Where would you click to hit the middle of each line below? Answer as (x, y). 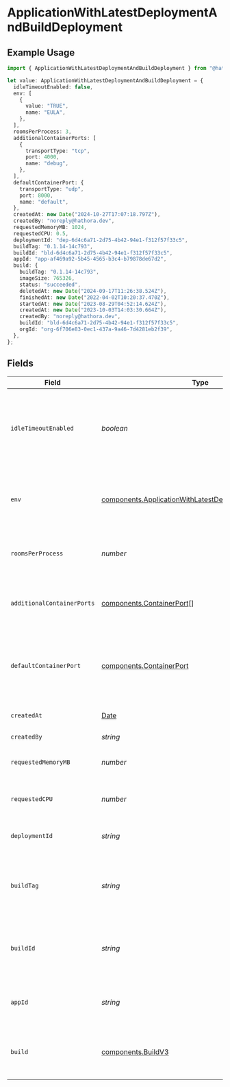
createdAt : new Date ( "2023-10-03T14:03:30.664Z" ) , (93, 310)
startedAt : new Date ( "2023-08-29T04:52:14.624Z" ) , (93, 304)
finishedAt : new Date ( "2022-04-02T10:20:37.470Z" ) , (94, 297)
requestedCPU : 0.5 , (41, 234)
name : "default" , (44, 202)
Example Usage (41, 52)
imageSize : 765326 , (47, 278)
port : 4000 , (42, 157)
